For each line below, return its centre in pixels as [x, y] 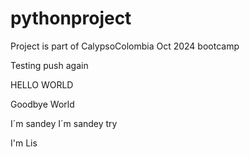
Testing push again [49, 65]
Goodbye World [42, 104]
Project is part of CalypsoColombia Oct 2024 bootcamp [125, 46]
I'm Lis [24, 143]
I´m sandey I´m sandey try [64, 123]
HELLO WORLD [42, 84]
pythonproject [71, 18]
